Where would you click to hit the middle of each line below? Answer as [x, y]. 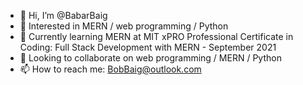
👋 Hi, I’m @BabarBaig [63, 15]
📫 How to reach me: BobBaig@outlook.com [110, 69]
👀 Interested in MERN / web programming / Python [124, 26]
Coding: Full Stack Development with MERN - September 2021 [148, 47]
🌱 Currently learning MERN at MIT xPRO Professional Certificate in [156, 36]
